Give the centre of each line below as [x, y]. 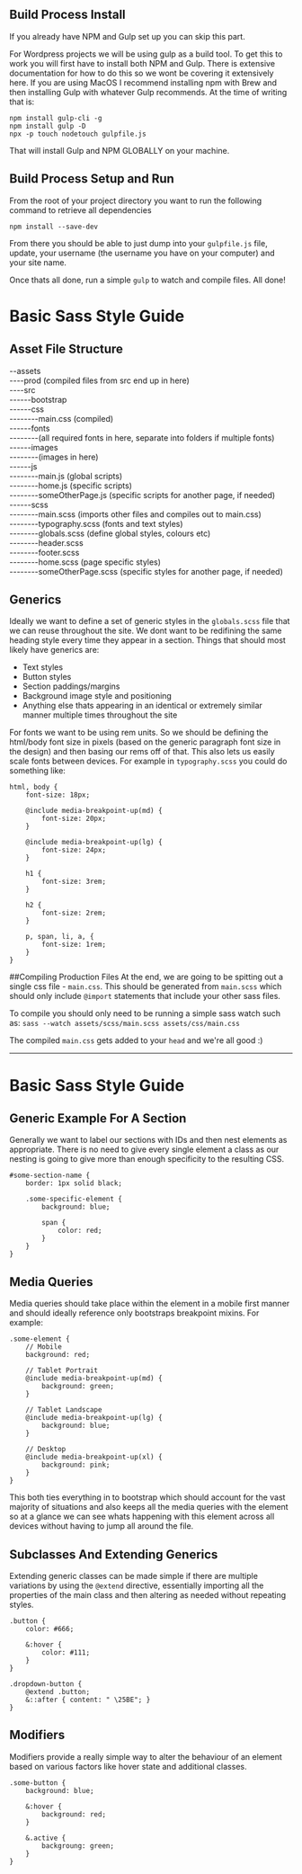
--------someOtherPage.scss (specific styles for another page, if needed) [146, 571]
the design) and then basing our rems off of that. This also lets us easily [142, 752]
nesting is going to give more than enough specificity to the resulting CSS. [147, 1159]
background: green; [78, 1387]
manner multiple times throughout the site [100, 715]
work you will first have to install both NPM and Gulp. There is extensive [142, 63]
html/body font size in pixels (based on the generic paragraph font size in [145, 742]
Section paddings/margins [71, 686]
